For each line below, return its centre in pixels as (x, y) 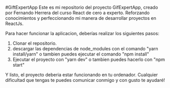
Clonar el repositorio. (35, 43)
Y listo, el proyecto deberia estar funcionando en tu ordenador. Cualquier (82, 75)
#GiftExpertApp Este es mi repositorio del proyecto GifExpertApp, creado (82, 7)
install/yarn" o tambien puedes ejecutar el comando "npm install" (81, 54)
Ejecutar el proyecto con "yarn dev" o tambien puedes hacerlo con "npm (89, 60)
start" (19, 65)
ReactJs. (14, 23)
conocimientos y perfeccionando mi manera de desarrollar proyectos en (81, 18)
